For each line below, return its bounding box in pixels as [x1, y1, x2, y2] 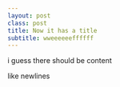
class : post [7, 19, 47, 27]
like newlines [7, 71, 50, 81]
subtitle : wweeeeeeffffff [7, 34, 94, 42]
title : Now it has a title [7, 26, 98, 34]
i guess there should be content [7, 56, 113, 65]
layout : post [7, 11, 51, 20]
